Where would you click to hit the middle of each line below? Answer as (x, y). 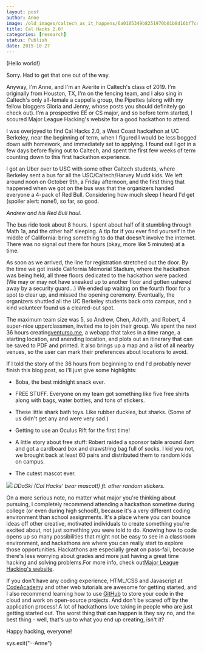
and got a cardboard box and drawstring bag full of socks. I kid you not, (105, 448)
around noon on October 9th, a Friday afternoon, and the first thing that (96, 182)
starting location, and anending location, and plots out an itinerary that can (100, 339)
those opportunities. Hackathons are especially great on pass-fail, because (100, 549)
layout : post (23, 12)
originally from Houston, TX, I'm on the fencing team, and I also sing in (94, 93)
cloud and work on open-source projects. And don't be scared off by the (97, 600)
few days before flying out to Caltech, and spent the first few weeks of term (101, 150)
